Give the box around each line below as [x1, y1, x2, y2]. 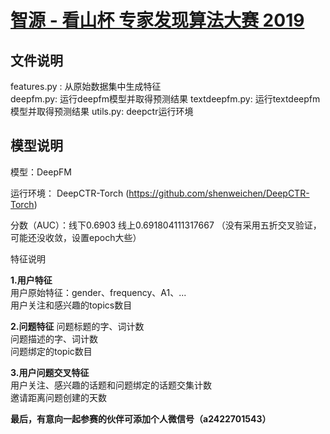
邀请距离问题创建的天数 [10, 391, 107, 403]
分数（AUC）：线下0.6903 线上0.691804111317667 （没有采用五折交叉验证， [10, 219, 322, 231]
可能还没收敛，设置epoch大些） [10, 231, 142, 243]
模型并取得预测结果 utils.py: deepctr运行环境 [10, 106, 194, 117]
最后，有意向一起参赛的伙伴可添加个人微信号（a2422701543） [10, 412, 272, 425]
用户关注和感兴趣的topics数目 [10, 299, 133, 311]
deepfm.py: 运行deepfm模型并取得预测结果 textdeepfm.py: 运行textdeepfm [10, 93, 321, 105]
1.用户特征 [10, 274, 53, 286]
